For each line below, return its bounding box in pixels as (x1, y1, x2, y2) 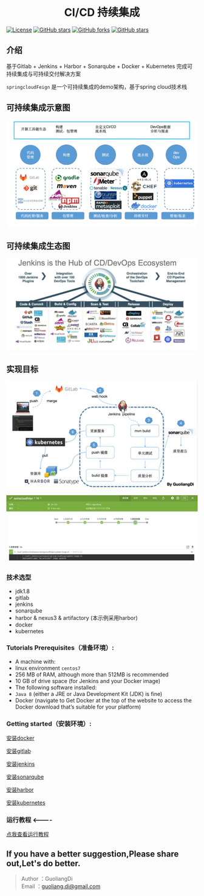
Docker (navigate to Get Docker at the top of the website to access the (15, 696, 192, 704)
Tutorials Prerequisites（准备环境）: (6, 644, 114, 652)
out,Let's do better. (6, 858, 81, 869)
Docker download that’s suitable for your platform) (15, 703, 141, 710)
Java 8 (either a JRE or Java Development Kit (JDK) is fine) (15, 690, 163, 697)
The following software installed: (15, 684, 97, 691)
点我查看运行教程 (6, 831, 49, 838)
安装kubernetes (6, 799, 46, 807)
